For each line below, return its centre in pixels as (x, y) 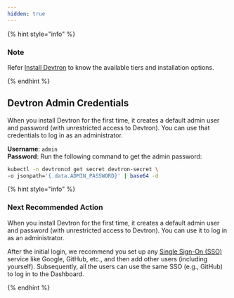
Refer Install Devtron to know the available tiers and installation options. (111, 67)
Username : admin (32, 149)
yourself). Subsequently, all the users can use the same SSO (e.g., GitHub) (115, 266)
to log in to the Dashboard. (46, 274)
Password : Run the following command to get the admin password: (105, 156)
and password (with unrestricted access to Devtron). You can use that (109, 128)
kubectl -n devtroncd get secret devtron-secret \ (83, 169)
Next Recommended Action (55, 207)
